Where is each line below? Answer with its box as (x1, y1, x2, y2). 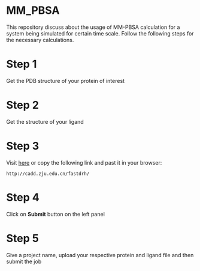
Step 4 (6, 190, 40, 204)
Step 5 (6, 231, 39, 245)
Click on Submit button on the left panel (6, 210, 105, 218)
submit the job (6, 258, 42, 265)
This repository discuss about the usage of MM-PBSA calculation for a (6, 23, 180, 31)
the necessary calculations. (6, 36, 74, 43)
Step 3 (6, 139, 40, 153)
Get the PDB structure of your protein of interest (6, 77, 125, 84)
